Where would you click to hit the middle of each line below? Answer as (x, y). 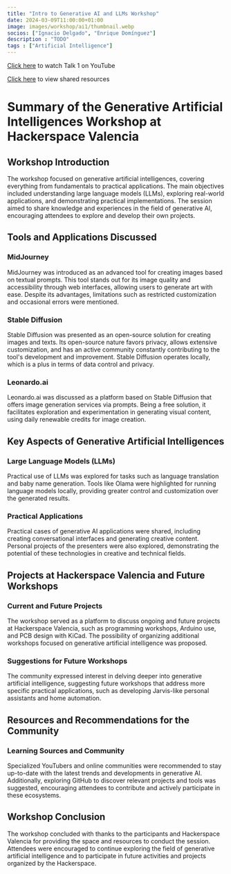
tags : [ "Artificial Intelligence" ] (60, 46)
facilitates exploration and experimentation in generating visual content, (109, 412)
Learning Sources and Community (66, 751)
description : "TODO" (38, 40)
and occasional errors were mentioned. (63, 302)
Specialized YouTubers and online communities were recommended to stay (114, 765)
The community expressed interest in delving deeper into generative (105, 676)
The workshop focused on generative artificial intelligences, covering (106, 179)
